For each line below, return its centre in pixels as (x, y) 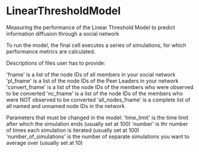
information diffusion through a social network (63, 33)
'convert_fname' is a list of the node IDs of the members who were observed (100, 87)
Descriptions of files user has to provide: (56, 63)
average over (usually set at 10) (45, 142)
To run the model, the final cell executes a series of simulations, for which (96, 45)
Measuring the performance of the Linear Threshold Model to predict (91, 27)
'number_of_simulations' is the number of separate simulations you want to (98, 136)
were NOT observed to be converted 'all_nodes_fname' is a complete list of (98, 100)
